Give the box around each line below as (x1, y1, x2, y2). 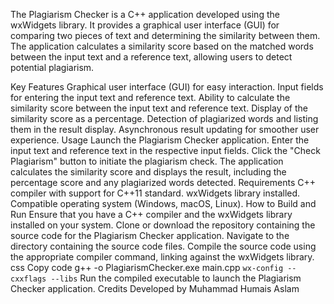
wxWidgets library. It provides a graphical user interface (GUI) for (10, 19, 280, 31)
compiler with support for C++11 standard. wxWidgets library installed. (10, 187, 301, 199)
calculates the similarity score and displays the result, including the (10, 166, 287, 178)
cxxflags (10, 274, 47, 284)
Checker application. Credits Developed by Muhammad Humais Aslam (10, 283, 300, 294)
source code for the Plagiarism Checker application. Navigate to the (10, 230, 290, 241)
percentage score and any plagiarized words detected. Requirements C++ (10, 177, 317, 188)
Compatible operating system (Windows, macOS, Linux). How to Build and (10, 198, 317, 209)
